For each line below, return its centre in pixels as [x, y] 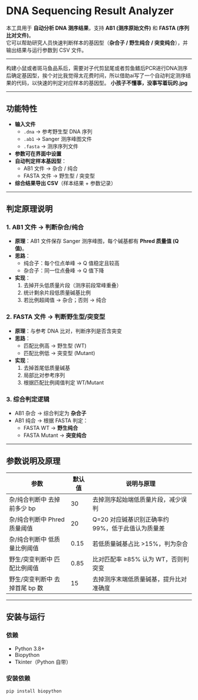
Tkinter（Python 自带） [43, 662]
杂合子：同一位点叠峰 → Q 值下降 [64, 271]
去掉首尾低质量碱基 [47, 367]
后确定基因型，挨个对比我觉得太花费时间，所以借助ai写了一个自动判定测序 [96, 75]
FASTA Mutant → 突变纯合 [55, 435]
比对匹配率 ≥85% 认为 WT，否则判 [141, 559]
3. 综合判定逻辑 [28, 399]
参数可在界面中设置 [38, 153]
